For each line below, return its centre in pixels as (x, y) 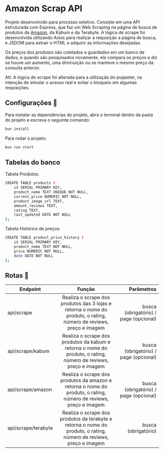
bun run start (20, 147)
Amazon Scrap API (44, 9)
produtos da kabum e (86, 342)
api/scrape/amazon (30, 390)
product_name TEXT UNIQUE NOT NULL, (51, 192)
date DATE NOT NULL (34, 256)
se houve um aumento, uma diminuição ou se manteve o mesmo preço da (79, 62)
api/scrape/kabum (29, 351)
